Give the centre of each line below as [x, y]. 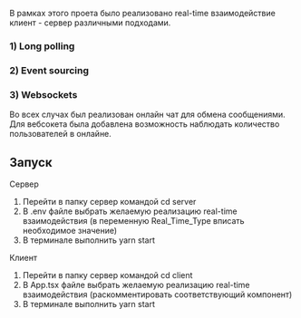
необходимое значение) [70, 230]
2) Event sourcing [49, 70]
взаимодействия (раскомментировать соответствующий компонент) [157, 294]
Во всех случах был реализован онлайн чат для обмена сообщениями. [147, 115]
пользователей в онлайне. [60, 134]
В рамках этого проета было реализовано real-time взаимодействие [143, 13]
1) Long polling [42, 46]
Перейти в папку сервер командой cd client [107, 275]
